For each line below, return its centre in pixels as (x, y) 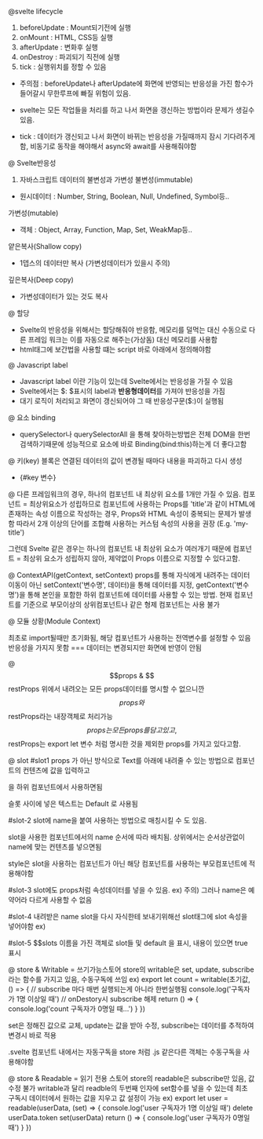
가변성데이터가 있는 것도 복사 (64, 296)
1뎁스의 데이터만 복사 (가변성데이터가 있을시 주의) (95, 263)
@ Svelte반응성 (32, 163)
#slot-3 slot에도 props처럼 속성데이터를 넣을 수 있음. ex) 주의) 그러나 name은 (128, 890)
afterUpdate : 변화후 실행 (58, 47)
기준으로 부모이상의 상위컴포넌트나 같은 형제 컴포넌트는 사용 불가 (121, 604)
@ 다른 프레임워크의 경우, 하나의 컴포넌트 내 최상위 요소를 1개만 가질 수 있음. (124, 494)
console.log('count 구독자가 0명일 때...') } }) (77, 1009)
